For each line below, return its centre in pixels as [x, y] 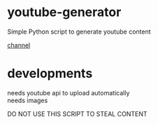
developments [50, 74]
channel [19, 45]
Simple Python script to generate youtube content [79, 32]
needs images [28, 100]
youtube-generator [64, 12]
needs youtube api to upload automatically [69, 92]
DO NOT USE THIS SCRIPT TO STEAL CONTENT [77, 113]
